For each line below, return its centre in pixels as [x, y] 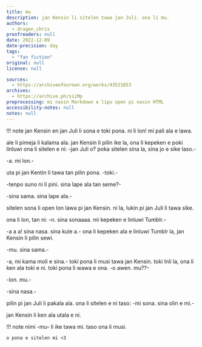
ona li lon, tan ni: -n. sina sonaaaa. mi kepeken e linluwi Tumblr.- [86, 219]
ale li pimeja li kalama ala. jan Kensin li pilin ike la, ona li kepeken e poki [95, 142]
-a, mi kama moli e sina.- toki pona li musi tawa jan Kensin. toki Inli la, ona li [100, 261]
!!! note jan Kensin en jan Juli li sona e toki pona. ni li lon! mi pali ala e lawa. [99, 131]
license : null [24, 68]
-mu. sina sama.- [28, 249]
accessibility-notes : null [40, 108]
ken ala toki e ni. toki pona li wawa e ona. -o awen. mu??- [78, 267]
